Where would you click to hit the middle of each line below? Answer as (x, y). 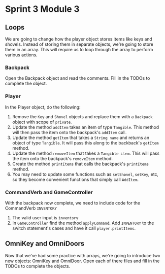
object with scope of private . (42, 122)
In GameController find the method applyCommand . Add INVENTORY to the (83, 223)
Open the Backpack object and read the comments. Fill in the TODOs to (78, 78)
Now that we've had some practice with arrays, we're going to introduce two (83, 255)
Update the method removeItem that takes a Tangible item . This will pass (86, 153)
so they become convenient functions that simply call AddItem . (75, 179)
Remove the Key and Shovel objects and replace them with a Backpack (82, 116)
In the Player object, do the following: (43, 107)
